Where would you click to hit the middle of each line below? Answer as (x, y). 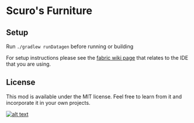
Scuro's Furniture (49, 11)
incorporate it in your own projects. (48, 102)
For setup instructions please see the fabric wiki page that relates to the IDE (97, 58)
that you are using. (29, 64)
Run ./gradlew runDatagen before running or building (70, 46)
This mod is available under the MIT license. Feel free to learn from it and (94, 96)
